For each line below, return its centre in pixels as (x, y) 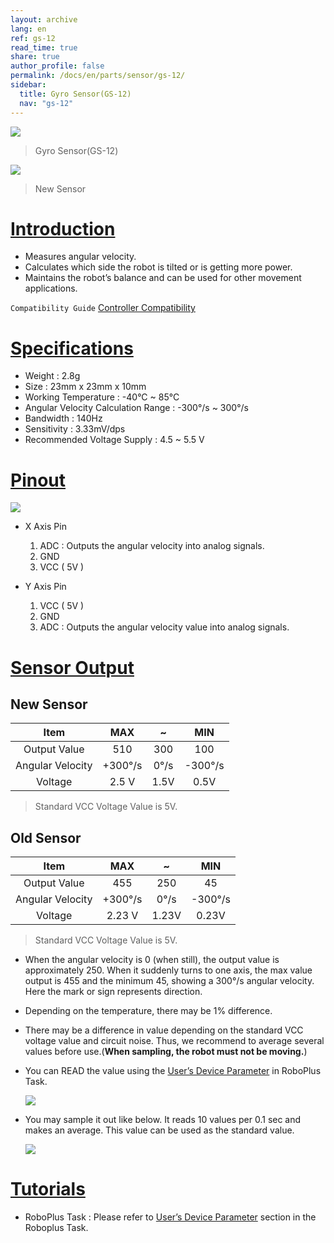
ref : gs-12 (33, 38)
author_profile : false (57, 66)
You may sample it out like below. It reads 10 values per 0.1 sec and (163, 1120)
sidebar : (28, 85)
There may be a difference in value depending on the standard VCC (164, 1030)
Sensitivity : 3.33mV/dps (75, 429)
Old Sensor (46, 837)
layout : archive (44, 19)
